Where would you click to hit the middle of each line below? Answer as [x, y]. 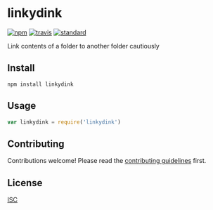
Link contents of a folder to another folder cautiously [83, 46]
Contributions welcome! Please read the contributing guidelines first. [107, 161]
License [25, 183]
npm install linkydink [40, 84]
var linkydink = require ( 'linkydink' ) [64, 122]
